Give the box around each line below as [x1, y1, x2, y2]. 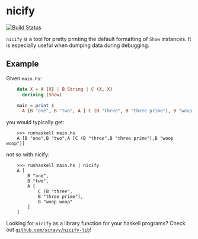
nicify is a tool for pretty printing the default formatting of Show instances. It [6, 35, 191, 42]
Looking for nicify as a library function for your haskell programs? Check [6, 220, 186, 227]
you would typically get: [6, 119, 65, 126]
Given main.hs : [6, 74, 42, 81]
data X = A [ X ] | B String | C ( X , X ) [17, 86, 113, 92]
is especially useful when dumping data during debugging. [6, 42, 149, 49]
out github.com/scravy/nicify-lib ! [6, 226, 92, 233]
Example [6, 59, 39, 69]
